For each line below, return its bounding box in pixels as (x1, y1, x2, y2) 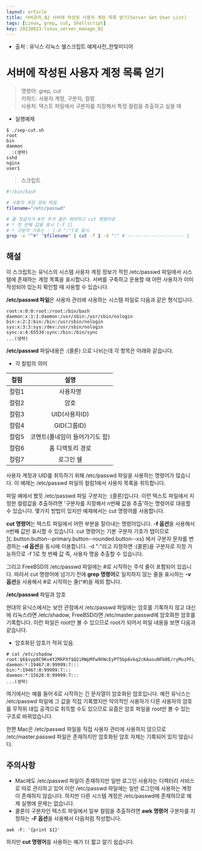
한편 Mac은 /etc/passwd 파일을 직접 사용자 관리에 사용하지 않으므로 (6, 726, 167, 733)
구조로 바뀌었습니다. (6, 713, 53, 720)
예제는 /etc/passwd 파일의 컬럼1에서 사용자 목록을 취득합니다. (20, 479, 166, 487)
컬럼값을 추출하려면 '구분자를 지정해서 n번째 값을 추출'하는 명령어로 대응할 (17, 500, 191, 507)
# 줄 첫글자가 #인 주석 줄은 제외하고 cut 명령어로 (6, 216, 115, 222)
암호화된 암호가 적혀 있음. (14, 639, 75, 647)
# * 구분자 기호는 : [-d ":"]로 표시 (6, 227, 90, 233)
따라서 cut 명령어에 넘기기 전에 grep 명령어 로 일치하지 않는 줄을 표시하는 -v (14, 571, 191, 578)
